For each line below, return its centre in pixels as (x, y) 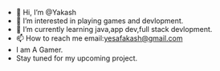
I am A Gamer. (39, 49)
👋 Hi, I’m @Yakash (46, 12)
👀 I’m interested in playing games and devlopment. (100, 21)
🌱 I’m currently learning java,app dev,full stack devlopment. (114, 29)
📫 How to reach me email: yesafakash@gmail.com (99, 38)
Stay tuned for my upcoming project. (77, 58)
